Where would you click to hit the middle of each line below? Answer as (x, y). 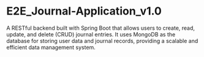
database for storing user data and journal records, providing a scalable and (102, 41)
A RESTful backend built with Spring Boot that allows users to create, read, (100, 28)
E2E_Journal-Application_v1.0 (84, 11)
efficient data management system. (51, 47)
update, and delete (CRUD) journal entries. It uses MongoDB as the (91, 34)
